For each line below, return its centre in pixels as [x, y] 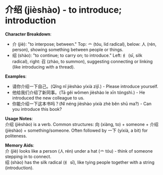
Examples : [16, 76]
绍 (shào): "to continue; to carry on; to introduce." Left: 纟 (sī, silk [77, 55]
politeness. [16, 136]
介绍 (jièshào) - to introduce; [63, 10]
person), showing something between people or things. [68, 50]
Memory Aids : [20, 145]
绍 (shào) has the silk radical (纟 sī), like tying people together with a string [80, 162]
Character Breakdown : [28, 34]
